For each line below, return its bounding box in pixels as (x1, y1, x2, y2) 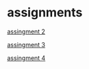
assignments (7, 5, 83, 20)
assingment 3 (7, 40, 46, 49)
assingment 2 (7, 27, 46, 36)
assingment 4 (7, 53, 46, 62)
